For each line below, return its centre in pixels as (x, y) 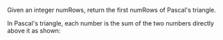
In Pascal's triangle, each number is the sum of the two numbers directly (111, 23)
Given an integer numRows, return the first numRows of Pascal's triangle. (111, 10)
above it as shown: (34, 31)
